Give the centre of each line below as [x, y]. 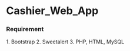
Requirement [25, 29]
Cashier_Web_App [52, 11]
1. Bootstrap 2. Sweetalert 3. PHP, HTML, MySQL [65, 42]
